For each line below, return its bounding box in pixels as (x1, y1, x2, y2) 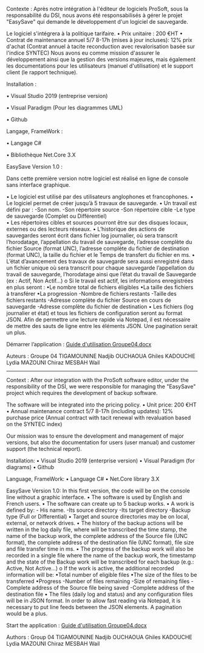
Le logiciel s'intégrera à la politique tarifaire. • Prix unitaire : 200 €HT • (6, 30, 183, 37)
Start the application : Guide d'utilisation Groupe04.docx (6, 622, 147, 629)
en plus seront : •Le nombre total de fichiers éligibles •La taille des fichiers (6, 284, 194, 291)
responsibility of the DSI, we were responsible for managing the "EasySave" (6, 383, 196, 390)
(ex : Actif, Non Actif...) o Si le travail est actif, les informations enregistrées (6, 277, 194, 284)
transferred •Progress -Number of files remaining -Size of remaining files (6, 578, 190, 585)
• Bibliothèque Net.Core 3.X (6, 152, 76, 158)
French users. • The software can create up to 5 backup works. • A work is (6, 500, 194, 507)
